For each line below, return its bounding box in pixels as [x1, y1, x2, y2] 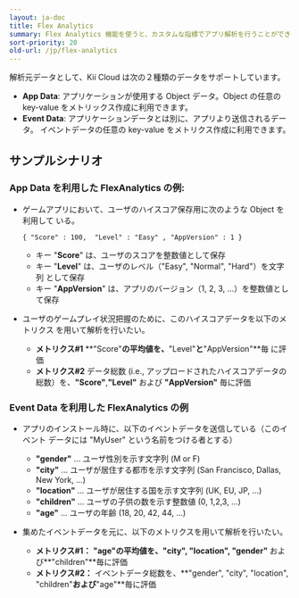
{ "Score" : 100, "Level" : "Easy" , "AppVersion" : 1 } [21, 233, 243, 242]
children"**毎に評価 [54, 557, 128, 568]
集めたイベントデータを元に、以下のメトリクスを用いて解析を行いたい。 [21, 527, 288, 537]
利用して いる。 [21, 215, 80, 226]
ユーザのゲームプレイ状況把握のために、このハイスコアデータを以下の [21, 313, 279, 324]
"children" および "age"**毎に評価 [35, 579, 157, 590]
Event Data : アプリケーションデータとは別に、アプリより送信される [21, 113, 271, 124]
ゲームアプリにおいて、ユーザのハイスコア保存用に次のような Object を [21, 203, 285, 214]
